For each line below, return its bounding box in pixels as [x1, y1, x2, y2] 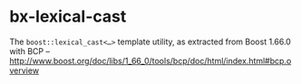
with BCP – [9, 45, 50, 56]
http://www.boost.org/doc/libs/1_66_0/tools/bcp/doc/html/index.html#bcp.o [9, 55, 292, 66]
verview [9, 65, 39, 76]
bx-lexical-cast [9, 6, 127, 27]
